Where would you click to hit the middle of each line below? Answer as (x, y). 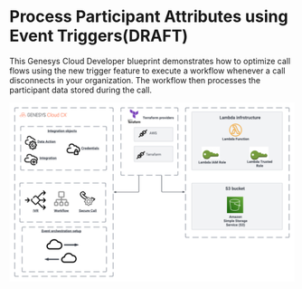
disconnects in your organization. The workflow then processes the (135, 80)
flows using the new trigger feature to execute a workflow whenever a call (147, 71)
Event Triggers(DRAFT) (99, 36)
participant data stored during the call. (80, 90)
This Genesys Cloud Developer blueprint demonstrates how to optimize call (150, 61)
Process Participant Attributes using (149, 17)
